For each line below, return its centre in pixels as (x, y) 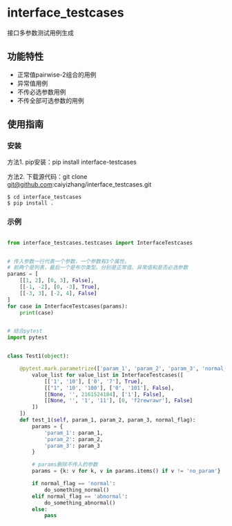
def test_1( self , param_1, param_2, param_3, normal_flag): (108, 420)
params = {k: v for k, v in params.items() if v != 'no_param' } (126, 471)
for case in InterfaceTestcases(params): (68, 306)
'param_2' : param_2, (74, 439)
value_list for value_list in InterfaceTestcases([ (108, 375)
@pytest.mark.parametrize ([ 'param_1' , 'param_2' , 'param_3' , (109, 369)
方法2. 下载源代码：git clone (47, 177)
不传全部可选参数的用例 (50, 100)
